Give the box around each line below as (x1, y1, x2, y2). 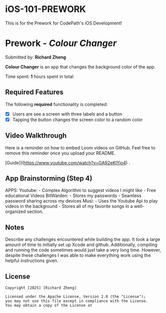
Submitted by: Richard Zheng (5, 54, 66, 60)
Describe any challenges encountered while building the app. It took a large (5, 236, 161, 242)
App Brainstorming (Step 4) (5, 174, 93, 183)
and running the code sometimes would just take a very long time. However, (5, 247, 161, 253)
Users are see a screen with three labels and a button (12, 111, 123, 117)
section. (26, 208, 43, 214)
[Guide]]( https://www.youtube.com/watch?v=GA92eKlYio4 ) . (5, 159, 131, 165)
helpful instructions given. (5, 257, 59, 263)
